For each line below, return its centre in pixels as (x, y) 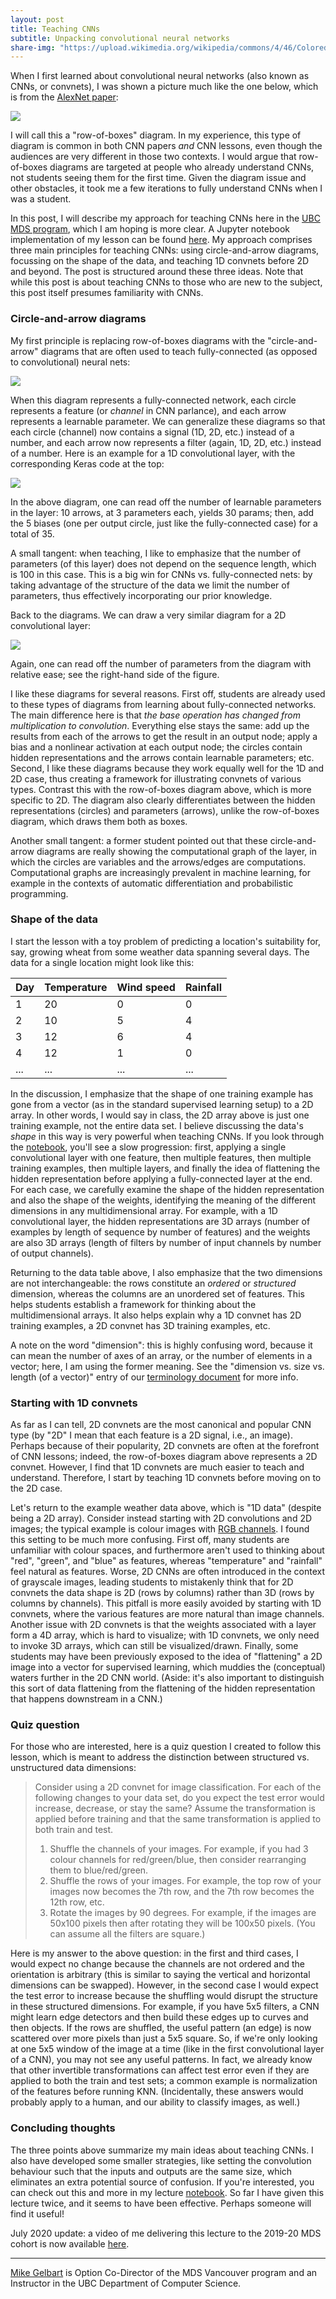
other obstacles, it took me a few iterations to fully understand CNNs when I (166, 188)
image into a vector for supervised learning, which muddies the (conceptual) (168, 1667)
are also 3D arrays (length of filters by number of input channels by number (166, 1242)
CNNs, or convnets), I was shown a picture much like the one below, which (164, 87)
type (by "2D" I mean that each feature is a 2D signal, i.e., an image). (151, 1435)
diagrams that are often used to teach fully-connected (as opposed (179, 351)
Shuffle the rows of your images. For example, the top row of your (185, 1881)
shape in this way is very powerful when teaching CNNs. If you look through (167, 1136)
